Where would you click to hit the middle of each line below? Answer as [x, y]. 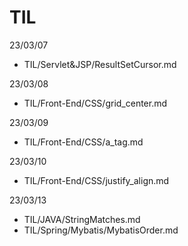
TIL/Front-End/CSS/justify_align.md [96, 180]
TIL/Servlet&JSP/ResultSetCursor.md [100, 64]
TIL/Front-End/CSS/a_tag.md [83, 142]
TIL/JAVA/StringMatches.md [82, 219]
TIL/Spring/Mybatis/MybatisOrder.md [101, 230]
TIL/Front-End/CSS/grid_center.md [95, 103]
